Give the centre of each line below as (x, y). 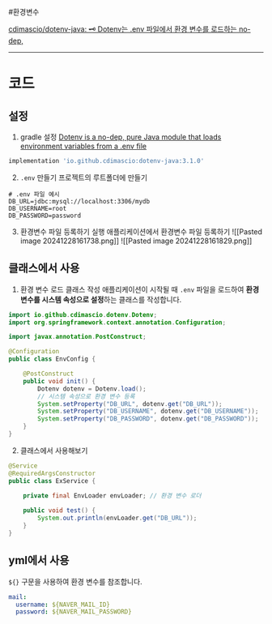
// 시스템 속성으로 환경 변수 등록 (86, 396)
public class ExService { (52, 481)
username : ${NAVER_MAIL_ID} (63, 605)
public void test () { (59, 511)
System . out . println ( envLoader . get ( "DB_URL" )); (117, 518)
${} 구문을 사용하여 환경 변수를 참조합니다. (76, 581)
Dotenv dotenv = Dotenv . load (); (92, 389)
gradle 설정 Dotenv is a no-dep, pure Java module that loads (121, 137)
